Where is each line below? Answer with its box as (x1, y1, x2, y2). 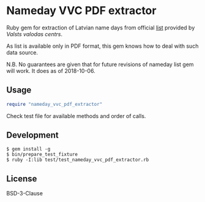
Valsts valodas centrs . (6, 30, 63, 37)
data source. (6, 48, 39, 56)
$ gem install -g (6, 146, 51, 152)
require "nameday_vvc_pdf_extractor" (6, 101, 103, 107)
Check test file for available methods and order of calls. (6, 112, 146, 119)
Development (6, 130, 59, 141)
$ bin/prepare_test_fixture (6, 151, 78, 158)
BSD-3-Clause (6, 190, 43, 197)
